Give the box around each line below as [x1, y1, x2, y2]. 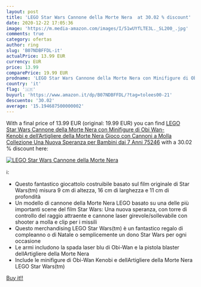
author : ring [6, 42, 39, 48]
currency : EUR [6, 58, 42, 64]
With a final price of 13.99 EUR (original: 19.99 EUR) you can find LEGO [6, 119, 181, 126]
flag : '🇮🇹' [6, 87, 36, 92]
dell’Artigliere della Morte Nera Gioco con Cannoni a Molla [29, 132, 172, 139]
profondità [14, 193, 41, 200]
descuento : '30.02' [6, 97, 55, 103]
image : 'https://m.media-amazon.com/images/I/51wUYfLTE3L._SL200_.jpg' [6, 25, 188, 32]
